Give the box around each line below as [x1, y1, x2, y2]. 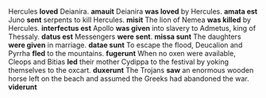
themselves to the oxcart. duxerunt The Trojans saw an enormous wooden [8, 66, 254, 74]
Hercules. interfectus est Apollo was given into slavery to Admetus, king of [8, 24, 256, 32]
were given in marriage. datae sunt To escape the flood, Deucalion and [8, 40, 243, 50]
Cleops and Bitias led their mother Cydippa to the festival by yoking [8, 57, 229, 66]
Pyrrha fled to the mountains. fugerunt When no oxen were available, [8, 49, 236, 58]
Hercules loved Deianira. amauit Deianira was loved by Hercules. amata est [8, 7, 258, 16]
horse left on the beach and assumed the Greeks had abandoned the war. [8, 74, 249, 83]
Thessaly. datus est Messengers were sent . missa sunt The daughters [8, 32, 241, 41]
